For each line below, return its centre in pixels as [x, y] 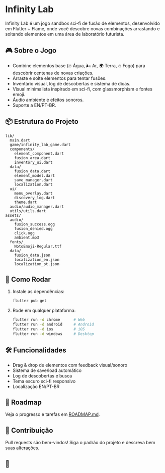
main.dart [20, 140]
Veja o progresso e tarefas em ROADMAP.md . [53, 414]
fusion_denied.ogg [33, 228]
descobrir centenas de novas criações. [53, 73]
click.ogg [25, 233]
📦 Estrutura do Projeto [42, 122]
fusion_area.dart [32, 158]
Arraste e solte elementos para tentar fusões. [59, 78]
